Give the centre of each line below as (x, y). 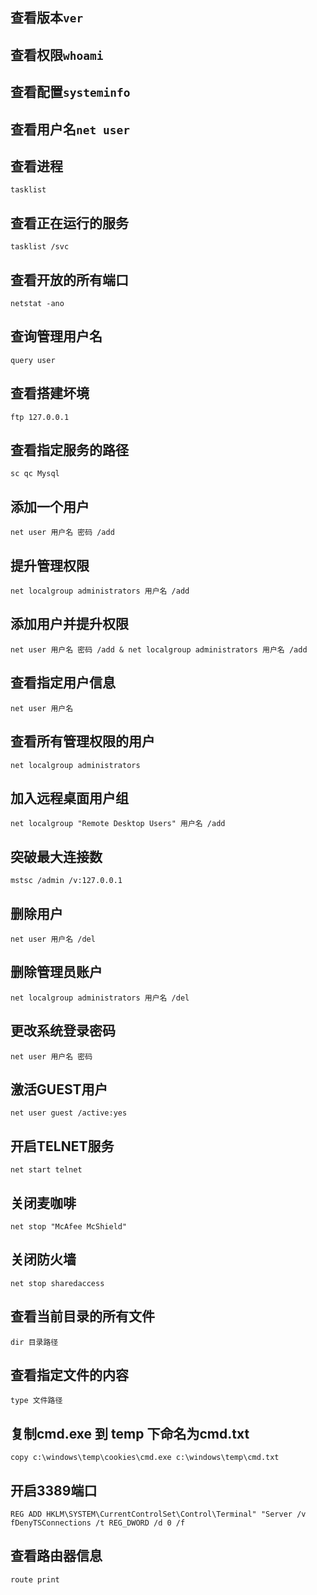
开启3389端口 (54, 1490)
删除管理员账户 (56, 972)
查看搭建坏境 (50, 393)
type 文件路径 (36, 1401)
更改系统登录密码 (63, 1031)
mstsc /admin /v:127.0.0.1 (66, 881)
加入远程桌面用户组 (69, 798)
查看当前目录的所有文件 (82, 1316)
